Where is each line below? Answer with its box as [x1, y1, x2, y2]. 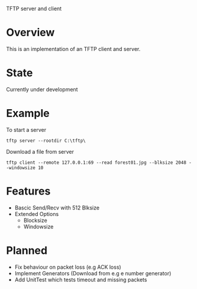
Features [6, 185, 51, 198]
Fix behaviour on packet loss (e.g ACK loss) [14, 263, 121, 271]
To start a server [6, 126, 47, 133]
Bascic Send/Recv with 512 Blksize [14, 204, 99, 211]
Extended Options [14, 210, 59, 217]
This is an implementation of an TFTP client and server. [6, 45, 141, 52]
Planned [6, 243, 48, 257]
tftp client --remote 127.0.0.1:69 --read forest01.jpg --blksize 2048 [6, 160, 186, 166]
